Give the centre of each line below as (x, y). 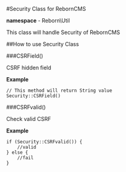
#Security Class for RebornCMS (46, 9)
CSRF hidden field (29, 67)
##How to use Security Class (43, 44)
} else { (17, 153)
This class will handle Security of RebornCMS (63, 32)
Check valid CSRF (29, 119)
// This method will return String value (59, 91)
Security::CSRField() (34, 96)
